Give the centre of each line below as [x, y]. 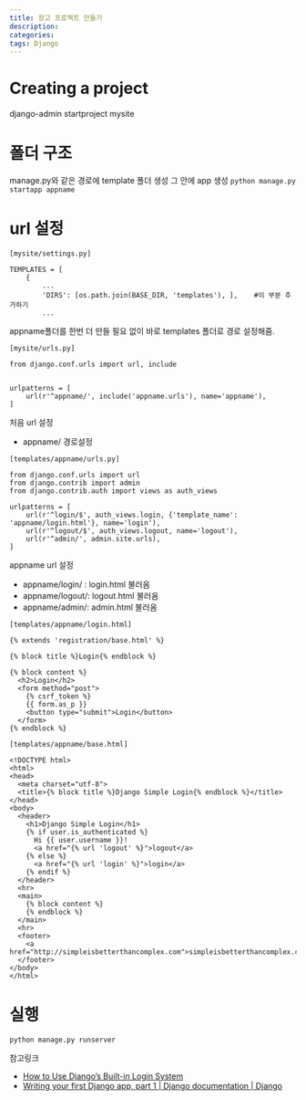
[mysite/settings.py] [51, 254]
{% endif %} [48, 873]
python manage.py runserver [63, 1040]
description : [34, 26]
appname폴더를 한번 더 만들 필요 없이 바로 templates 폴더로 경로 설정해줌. [142, 331]
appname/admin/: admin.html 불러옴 [90, 607]
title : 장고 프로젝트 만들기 [56, 18]
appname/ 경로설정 [57, 442]
